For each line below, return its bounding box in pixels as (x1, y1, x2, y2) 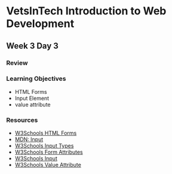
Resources (6, 115, 38, 124)
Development (6, 17, 75, 30)
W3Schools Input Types (14, 142, 74, 149)
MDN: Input (14, 136, 44, 143)
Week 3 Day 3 (6, 41, 59, 51)
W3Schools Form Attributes (14, 148, 83, 156)
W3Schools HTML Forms (14, 130, 77, 137)
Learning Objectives (6, 75, 67, 83)
